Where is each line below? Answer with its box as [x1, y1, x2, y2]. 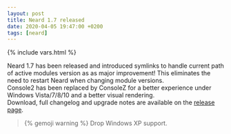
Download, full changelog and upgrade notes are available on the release [7, 98, 215, 107]
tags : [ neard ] [7, 29, 48, 37]
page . [7, 106, 24, 114]
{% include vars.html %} [7, 48, 77, 57]
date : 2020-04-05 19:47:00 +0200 [7, 23, 103, 30]
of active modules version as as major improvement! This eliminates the [7, 69, 211, 77]
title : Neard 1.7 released [7, 17, 85, 23]
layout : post [7, 10, 45, 17]
